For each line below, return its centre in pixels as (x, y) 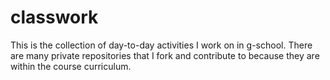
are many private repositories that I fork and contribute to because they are (165, 55)
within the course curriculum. (71, 66)
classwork (54, 17)
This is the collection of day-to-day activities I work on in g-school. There (161, 45)
